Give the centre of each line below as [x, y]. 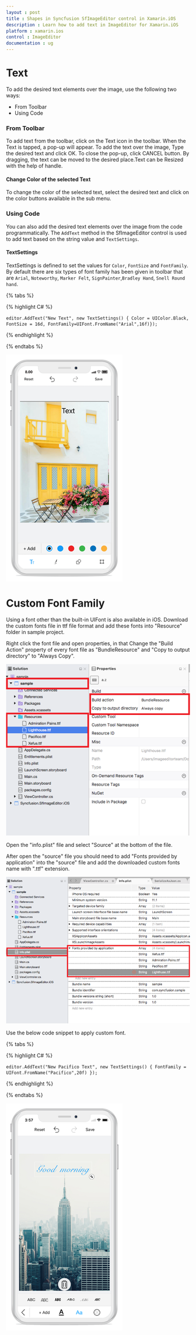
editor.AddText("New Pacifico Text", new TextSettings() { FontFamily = [96, 1067]
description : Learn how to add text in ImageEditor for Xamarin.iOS [92, 25]
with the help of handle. [34, 166]
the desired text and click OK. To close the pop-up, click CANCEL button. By [98, 154]
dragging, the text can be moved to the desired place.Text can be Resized [95, 160]
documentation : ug [30, 43]
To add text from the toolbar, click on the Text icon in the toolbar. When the [96, 141]
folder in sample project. [35, 632]
